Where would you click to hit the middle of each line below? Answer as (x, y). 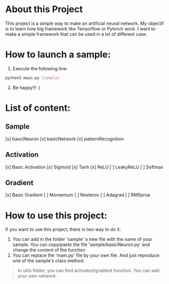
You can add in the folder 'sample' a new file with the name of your (82, 239)
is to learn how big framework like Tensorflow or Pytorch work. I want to (80, 28)
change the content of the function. (50, 250)
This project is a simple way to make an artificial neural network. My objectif (85, 23)
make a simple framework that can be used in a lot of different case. (76, 34)
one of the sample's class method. (49, 261)
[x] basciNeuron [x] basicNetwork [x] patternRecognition (65, 139)
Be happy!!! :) (27, 88)
